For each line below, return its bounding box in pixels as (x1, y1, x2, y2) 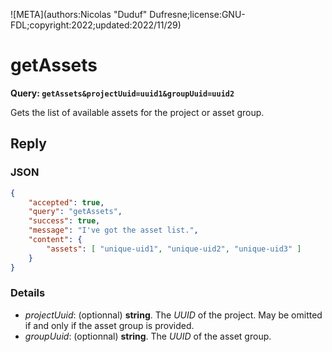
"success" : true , (28, 216, 101, 226)
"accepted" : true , (28, 197, 105, 208)
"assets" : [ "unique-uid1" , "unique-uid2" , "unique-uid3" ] (46, 244, 302, 254)
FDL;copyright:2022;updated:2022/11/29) (10, 19, 182, 31)
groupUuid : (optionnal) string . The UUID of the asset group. (24, 330, 272, 342)
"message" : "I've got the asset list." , (28, 225, 199, 236)
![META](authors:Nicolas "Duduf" (10, 9, 148, 20)
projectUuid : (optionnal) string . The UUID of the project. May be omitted (24, 309, 323, 321)
